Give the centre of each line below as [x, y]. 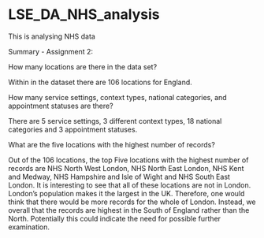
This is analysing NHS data [52, 36]
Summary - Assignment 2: [50, 51]
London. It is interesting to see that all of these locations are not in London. [130, 185]
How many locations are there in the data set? [83, 67]
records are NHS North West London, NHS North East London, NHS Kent [126, 168]
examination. [29, 227]
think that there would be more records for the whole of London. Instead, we [132, 202]
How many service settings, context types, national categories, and [117, 97]
